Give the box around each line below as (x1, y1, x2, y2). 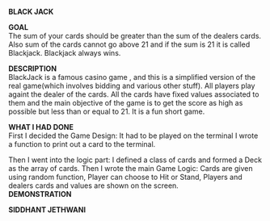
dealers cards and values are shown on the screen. (8, 181, 179, 190)
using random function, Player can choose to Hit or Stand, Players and (8, 173, 243, 181)
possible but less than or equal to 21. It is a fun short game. (8, 106, 205, 116)
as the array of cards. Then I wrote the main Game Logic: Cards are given (8, 164, 253, 173)
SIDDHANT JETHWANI (8, 205, 86, 215)
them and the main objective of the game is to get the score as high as (8, 98, 243, 107)
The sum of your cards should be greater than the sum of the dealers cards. (8, 31, 261, 40)
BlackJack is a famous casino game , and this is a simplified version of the (8, 73, 256, 81)
